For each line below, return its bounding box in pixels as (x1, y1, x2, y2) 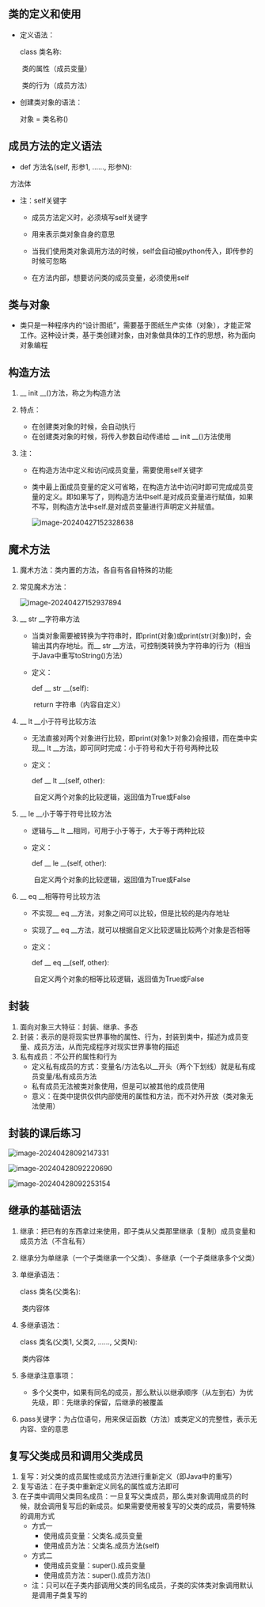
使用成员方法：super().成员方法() (43, 1571, 151, 1580)
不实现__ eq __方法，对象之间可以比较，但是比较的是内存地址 (31, 908, 230, 918)
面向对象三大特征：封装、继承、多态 (19, 1021, 138, 1031)
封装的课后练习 (8, 1127, 81, 1140)
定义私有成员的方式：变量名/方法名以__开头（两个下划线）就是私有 (31, 1061, 249, 1071)
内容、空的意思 (19, 1423, 69, 1434)
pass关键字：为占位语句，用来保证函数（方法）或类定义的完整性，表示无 (19, 1414, 258, 1423)
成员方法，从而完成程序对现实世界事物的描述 (33, 1041, 180, 1051)
